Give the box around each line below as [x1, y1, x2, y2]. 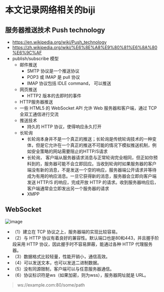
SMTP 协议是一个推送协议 [27, 68, 80, 74]
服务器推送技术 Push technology [5, 26, 105, 34]
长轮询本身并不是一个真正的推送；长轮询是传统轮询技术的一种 [27, 136, 153, 142]
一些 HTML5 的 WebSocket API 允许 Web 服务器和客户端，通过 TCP [19, 105, 157, 111]
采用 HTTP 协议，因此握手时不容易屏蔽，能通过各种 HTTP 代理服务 [16, 241, 153, 247]
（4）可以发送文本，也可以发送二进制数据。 [12, 259, 102, 265]
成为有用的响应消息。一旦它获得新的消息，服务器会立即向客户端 [27, 173, 157, 179]
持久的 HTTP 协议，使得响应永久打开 [27, 124, 102, 129]
